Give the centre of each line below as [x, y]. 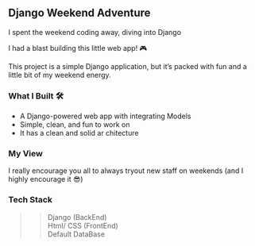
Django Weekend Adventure [79, 13]
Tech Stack [31, 200]
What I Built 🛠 [36, 96]
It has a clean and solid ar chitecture [79, 133]
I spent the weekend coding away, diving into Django [95, 32]
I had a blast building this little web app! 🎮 [78, 48]
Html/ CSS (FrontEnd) [83, 225]
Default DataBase [76, 234]
